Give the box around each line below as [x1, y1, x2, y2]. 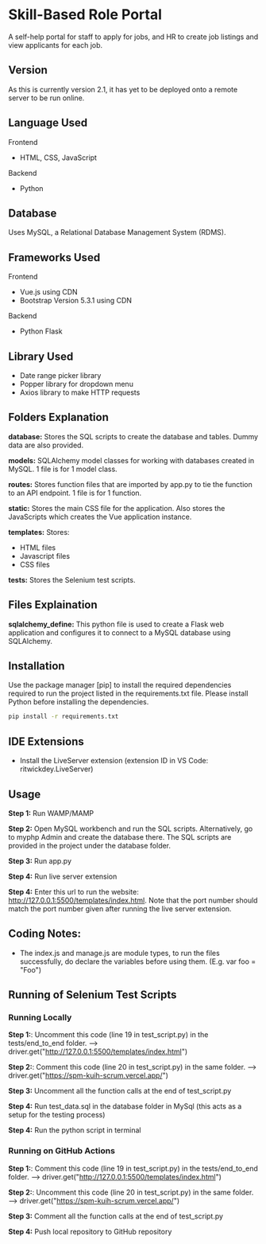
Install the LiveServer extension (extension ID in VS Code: [19, 756, 209, 766]
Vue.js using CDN [19, 287, 78, 297]
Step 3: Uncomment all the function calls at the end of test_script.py [8, 1086, 232, 1096]
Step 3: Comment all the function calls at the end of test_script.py [8, 1211, 224, 1221]
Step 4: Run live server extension [8, 872, 118, 881]
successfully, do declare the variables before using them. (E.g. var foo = [19, 957, 256, 966]
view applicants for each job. [8, 40, 103, 49]
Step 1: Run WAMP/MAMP [8, 808, 94, 817]
